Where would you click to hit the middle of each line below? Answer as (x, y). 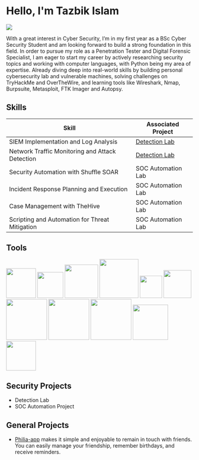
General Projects (38, 425)
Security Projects (39, 386)
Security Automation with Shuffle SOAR (64, 172)
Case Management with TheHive (54, 206)
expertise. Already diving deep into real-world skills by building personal (94, 70)
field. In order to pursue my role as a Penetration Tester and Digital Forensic (98, 51)
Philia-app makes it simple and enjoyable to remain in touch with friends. (103, 439)
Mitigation (23, 226)
